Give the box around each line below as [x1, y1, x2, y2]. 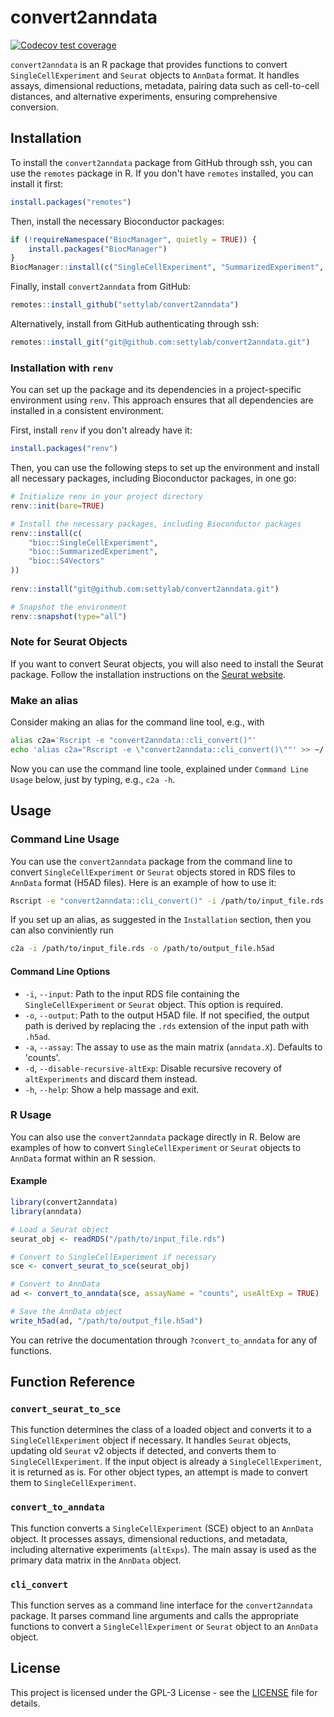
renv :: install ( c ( [10, 528, 83, 538]
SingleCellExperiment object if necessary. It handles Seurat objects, [10, 1434, 292, 1446]
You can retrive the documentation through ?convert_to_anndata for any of [10, 1334, 318, 1346]
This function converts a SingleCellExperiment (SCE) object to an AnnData [10, 1522, 314, 1534]
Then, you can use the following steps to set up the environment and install [10, 462, 320, 474]
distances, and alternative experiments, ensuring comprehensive [10, 90, 278, 102]
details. [10, 1697, 41, 1709]
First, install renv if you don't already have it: [10, 424, 193, 436]
